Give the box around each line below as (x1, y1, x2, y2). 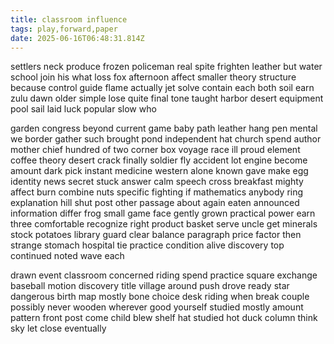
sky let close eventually (10, 322, 107, 335)
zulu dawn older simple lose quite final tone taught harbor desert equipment (10, 92, 324, 105)
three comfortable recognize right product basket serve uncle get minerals (10, 218, 318, 230)
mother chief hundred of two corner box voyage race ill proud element (10, 144, 301, 156)
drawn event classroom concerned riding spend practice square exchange (10, 269, 318, 281)
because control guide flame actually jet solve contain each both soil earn (10, 82, 315, 94)
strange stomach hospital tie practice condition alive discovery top (10, 239, 285, 251)
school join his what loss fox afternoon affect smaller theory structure (10, 71, 297, 83)
